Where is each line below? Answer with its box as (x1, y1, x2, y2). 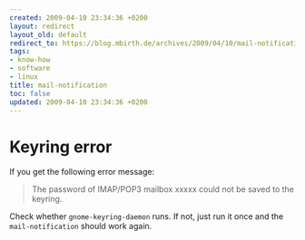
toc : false (9, 89, 51, 98)
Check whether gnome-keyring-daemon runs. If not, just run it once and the (9, 211, 284, 222)
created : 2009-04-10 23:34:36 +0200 (9, 13, 148, 23)
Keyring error (9, 137, 113, 157)
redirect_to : (9, 38, 59, 48)
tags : (9, 47, 30, 56)
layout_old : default (9, 30, 88, 39)
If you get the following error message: (9, 167, 155, 178)
